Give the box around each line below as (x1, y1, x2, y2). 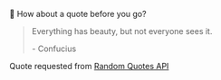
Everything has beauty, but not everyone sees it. (31, 26, 213, 36)
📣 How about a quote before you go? (9, 9, 147, 19)
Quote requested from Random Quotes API (9, 61, 169, 71)
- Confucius (31, 43, 77, 54)
